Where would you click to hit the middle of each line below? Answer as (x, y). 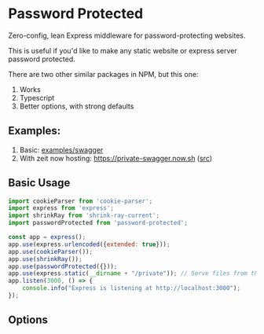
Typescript (37, 97)
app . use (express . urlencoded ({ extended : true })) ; (89, 244)
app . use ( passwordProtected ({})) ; (63, 266)
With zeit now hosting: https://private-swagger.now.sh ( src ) (116, 158)
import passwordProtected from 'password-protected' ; (98, 223)
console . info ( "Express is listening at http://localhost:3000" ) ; (132, 288)
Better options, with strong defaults (77, 106)
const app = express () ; (47, 237)
